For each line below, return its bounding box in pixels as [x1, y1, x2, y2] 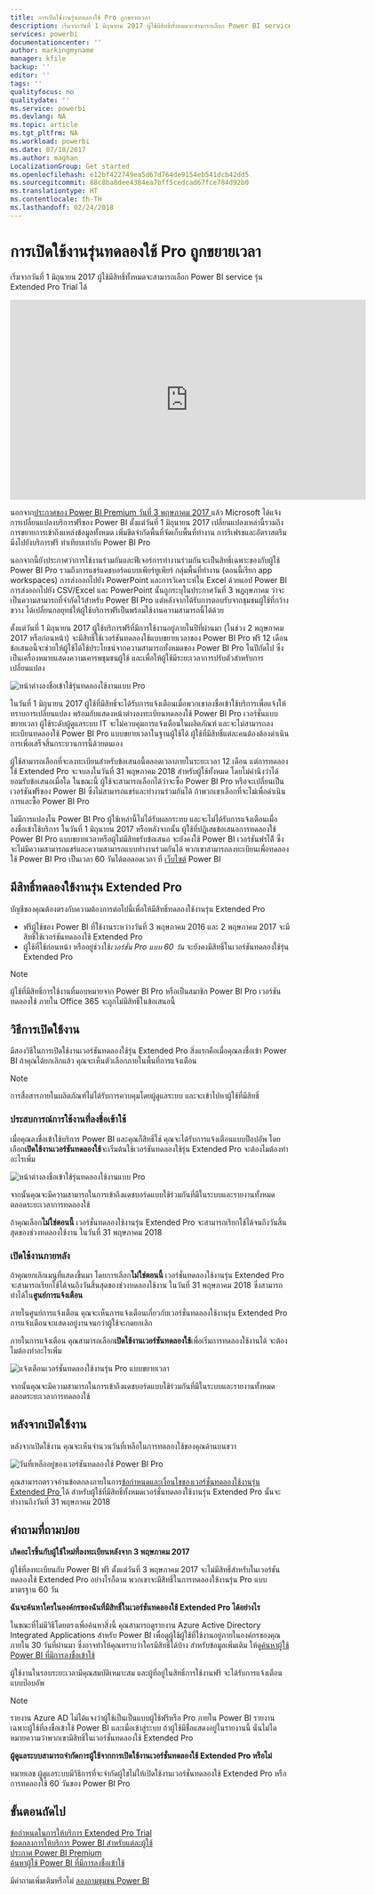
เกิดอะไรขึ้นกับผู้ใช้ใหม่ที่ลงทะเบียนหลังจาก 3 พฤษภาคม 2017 [10, 1546, 190, 1556]
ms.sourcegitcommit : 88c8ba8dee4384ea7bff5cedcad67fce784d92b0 [10, 179, 250, 188]
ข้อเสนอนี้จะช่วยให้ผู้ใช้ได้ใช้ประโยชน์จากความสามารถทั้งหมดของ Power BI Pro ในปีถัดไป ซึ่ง [10, 642, 284, 653]
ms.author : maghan [10, 153, 78, 163]
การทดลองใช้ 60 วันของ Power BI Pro [10, 1778, 131, 1788]
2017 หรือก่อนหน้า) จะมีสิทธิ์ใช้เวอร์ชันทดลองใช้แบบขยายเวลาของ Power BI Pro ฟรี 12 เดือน [10, 632, 288, 643]
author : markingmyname [10, 46, 94, 55]
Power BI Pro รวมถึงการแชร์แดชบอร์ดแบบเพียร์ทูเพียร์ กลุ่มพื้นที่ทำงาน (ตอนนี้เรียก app [10, 564, 273, 575]
